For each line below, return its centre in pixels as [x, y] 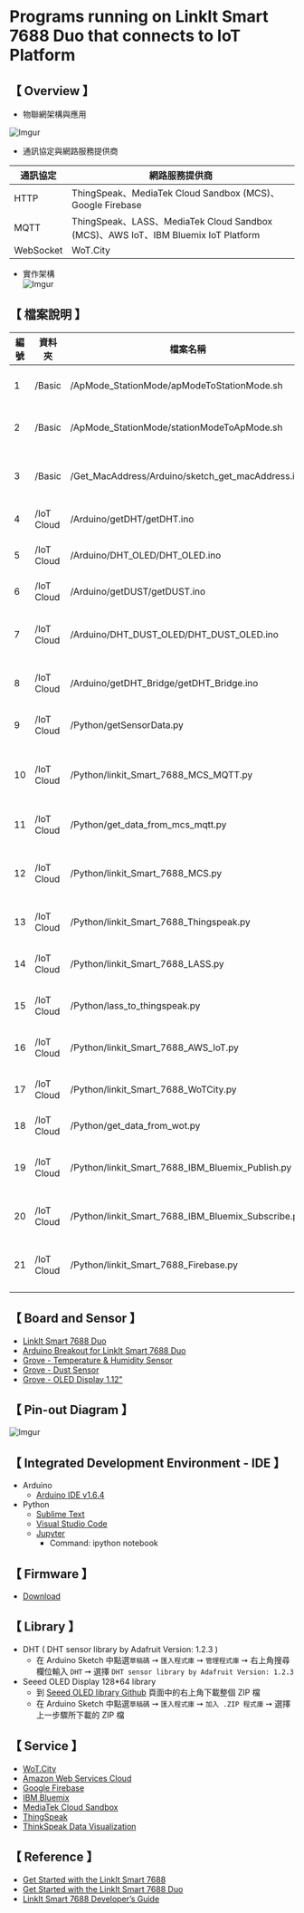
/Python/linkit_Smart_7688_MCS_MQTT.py [161, 774]
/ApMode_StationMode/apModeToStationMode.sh [176, 385]
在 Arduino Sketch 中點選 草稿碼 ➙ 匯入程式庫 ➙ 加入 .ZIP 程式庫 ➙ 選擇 [163, 1703]
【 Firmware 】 [52, 1574]
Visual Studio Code [71, 1524]
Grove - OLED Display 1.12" [73, 1379]
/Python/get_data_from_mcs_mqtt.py [148, 824]
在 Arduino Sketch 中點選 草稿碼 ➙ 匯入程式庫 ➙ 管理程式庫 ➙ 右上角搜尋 [163, 1660]
